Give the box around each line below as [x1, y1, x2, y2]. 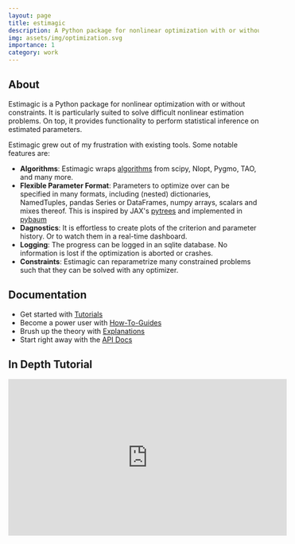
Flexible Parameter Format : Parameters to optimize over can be [19, 181, 230, 190]
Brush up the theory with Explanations [19, 326, 146, 336]
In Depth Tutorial [8, 358, 93, 371]
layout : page [8, 11, 52, 20]
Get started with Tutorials [19, 309, 103, 319]
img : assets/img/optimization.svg [8, 33, 123, 42]
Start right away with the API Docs [19, 335, 133, 344]
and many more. [19, 172, 74, 181]
